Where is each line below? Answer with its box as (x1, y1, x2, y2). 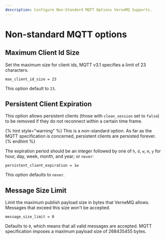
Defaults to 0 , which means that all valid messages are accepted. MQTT (5, 223, 152, 229)
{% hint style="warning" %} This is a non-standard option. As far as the (5, 128, 152, 134)
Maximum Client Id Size (5, 48, 80, 57)
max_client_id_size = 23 (5, 77, 57, 82)
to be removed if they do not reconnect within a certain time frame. (5, 118, 143, 124)
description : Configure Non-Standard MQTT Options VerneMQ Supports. (5, 7, 153, 12)
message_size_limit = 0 (5, 215, 55, 220)
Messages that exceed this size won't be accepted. (5, 205, 110, 211)
